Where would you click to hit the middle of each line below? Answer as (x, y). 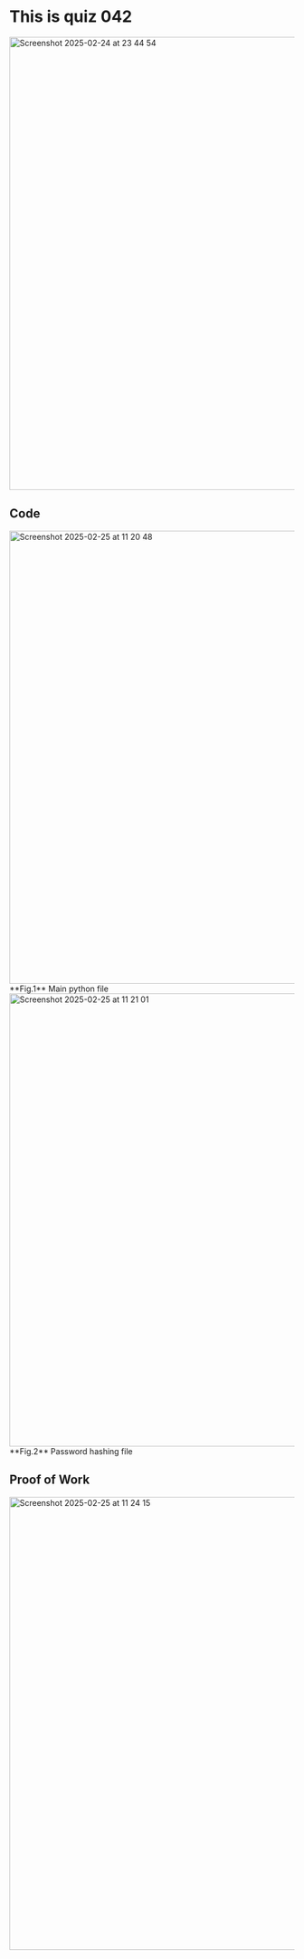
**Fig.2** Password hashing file (71, 1451)
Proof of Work (50, 1480)
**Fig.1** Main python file (59, 989)
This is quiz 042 (71, 17)
